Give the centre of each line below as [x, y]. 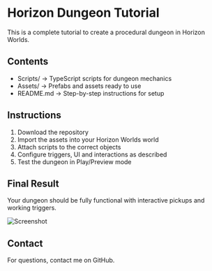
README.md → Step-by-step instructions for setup [91, 93]
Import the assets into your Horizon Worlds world [88, 139]
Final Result [33, 183]
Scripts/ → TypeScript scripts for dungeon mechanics [94, 78]
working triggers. [32, 208]
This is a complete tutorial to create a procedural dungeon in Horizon [106, 32]
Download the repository [53, 132]
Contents [28, 62]
